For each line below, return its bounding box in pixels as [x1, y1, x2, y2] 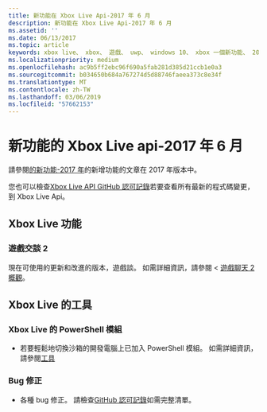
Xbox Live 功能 [8, 217, 82, 231]
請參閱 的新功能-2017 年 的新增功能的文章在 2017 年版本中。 [8, 165, 201, 175]
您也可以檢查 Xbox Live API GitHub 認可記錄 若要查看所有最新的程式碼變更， [8, 182, 254, 192]
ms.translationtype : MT [8, 78, 87, 86]
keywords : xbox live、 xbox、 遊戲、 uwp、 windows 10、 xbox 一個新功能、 [8, 49, 249, 56]
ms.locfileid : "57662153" [8, 100, 94, 108]
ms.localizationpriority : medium [8, 56, 119, 64]
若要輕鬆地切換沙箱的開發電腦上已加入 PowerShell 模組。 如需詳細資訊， [19, 344, 258, 353]
